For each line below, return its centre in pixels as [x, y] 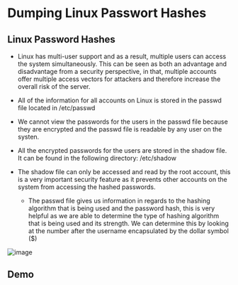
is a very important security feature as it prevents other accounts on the [123, 179]
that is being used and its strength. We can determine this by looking [128, 223]
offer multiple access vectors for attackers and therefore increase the [119, 79]
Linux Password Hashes [61, 39]
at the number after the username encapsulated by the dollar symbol [128, 231]
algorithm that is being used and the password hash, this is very [121, 208]
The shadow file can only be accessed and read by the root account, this [124, 172]
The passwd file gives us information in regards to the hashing [119, 201]
